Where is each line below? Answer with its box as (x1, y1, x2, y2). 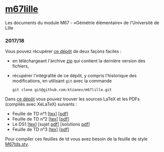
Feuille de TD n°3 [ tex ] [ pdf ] (12, 126, 69, 132)
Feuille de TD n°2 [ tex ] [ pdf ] (12, 116, 69, 122)
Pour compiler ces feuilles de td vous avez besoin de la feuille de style (5, 136, 148, 142)
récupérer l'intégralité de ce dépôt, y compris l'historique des (12, 73, 137, 79)
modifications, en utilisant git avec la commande (12, 78, 112, 84)
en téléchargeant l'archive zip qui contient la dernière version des (12, 58, 146, 64)
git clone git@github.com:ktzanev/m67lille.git (12, 88, 112, 92)
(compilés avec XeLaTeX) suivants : (5, 101, 77, 107)
